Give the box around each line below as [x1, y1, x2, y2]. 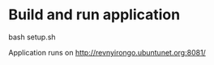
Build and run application [8, 6, 181, 24]
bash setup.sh [8, 32, 56, 42]
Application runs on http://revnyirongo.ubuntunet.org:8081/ [8, 47, 207, 57]
